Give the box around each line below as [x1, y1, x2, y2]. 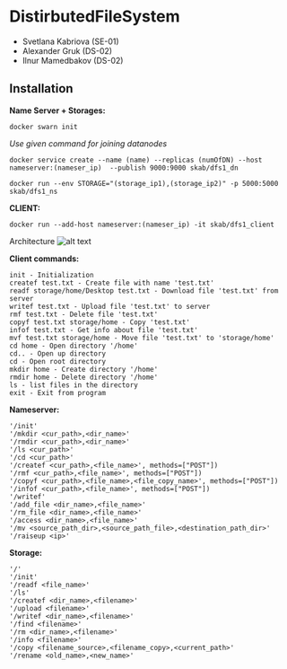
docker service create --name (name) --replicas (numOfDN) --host [9, 155, 263, 164]
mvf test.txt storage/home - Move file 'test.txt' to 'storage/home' [9, 333, 275, 342]
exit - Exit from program [9, 388, 106, 397]
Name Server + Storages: [9, 105, 106, 116]
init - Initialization [9, 270, 94, 279]
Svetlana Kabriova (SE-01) [22, 36, 119, 47]
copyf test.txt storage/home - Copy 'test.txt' [9, 317, 191, 327]
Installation [9, 81, 74, 96]
